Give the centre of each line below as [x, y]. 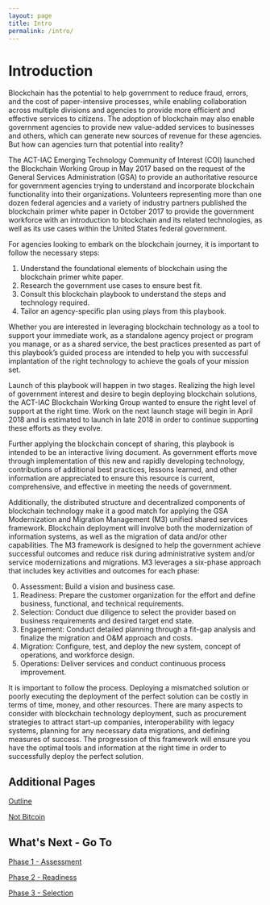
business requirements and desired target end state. [107, 621]
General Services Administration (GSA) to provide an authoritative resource [133, 177]
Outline [20, 801]
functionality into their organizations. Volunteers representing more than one [135, 194]
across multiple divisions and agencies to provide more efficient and [122, 111]
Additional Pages [52, 782]
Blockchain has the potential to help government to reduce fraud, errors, [128, 93]
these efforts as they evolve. [56, 428]
